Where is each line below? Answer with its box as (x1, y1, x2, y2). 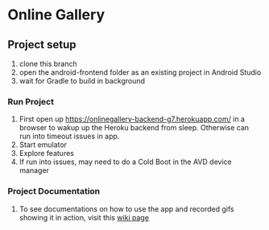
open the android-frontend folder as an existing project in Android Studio (19, 68, 262, 77)
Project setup (7, 38, 77, 51)
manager (19, 166, 50, 175)
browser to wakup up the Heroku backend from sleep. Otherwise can (19, 123, 250, 133)
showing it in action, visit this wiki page (19, 212, 150, 222)
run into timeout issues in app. (19, 131, 120, 142)
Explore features (19, 149, 74, 158)
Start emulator (19, 140, 68, 150)
